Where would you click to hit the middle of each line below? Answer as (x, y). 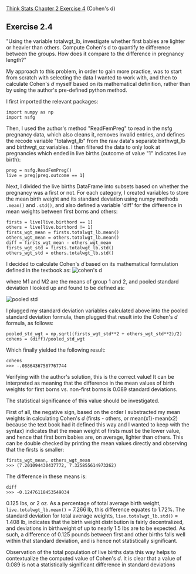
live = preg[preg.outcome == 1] (45, 175)
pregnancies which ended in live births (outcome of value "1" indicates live (96, 153)
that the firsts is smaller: (35, 449)
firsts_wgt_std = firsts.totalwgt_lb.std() (60, 248)
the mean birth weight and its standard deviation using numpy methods (92, 199)
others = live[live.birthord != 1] (50, 227)
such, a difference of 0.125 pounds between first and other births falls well (96, 534)
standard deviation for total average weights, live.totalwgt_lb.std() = (92, 515)
